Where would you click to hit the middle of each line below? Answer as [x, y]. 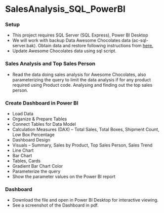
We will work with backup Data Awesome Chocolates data [71, 40]
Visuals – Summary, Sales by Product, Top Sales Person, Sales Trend [82, 145]
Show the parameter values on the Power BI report [64, 177]
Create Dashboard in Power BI [42, 103]
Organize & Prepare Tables [40, 119]
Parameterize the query [36, 172]
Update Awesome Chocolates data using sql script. [64, 51]
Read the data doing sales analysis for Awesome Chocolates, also [79, 74]
